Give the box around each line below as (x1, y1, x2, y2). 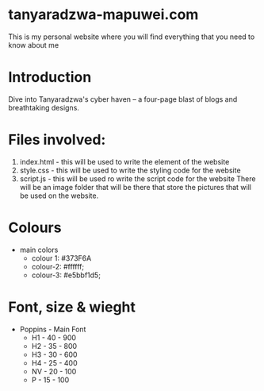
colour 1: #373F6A (31, 253, 92, 263)
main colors (19, 245, 59, 254)
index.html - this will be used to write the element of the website (19, 157, 230, 166)
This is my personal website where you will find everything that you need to (8, 32, 255, 41)
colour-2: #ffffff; (31, 261, 85, 271)
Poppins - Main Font (19, 324, 86, 334)
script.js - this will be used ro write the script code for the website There (19, 173, 256, 184)
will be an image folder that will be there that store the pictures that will (19, 182, 252, 192)
